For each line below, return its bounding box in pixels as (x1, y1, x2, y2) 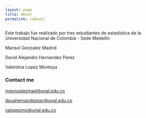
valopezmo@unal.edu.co (5, 107, 56, 113)
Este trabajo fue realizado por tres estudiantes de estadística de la (5, 30, 142, 36)
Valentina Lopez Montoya (5, 64, 57, 70)
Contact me (5, 76, 34, 83)
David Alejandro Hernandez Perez (5, 55, 75, 60)
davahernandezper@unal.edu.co (5, 97, 73, 103)
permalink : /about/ (5, 16, 46, 21)
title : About (5, 12, 32, 17)
